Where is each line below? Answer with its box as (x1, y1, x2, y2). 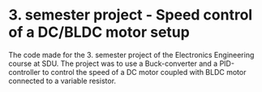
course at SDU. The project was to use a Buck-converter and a (8, 59, 218, 68)
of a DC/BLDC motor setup (8, 23, 191, 42)
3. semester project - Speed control (8, 6, 253, 24)
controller (8, 67, 41, 77)
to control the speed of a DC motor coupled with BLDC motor (41, 67, 247, 77)
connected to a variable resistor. (8, 76, 116, 85)
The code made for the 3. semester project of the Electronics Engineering (8, 50, 255, 59)
